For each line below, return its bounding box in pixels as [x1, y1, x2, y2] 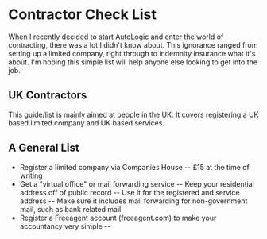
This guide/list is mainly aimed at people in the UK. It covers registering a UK [8, 110, 259, 119]
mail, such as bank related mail [19, 204, 122, 214]
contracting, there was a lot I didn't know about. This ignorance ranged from [8, 40, 258, 49]
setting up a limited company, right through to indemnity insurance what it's [8, 48, 256, 58]
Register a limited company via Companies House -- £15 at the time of [19, 162, 250, 172]
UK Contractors [8, 89, 87, 102]
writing [19, 171, 43, 180]
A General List [8, 141, 79, 155]
